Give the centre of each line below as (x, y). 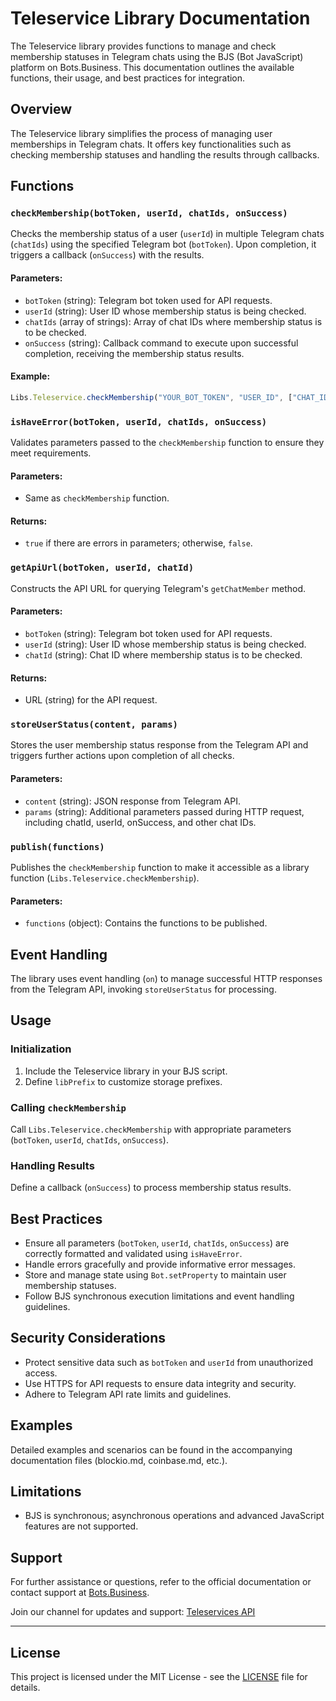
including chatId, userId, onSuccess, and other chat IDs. (140, 822)
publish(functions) (57, 846)
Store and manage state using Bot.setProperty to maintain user (155, 1275)
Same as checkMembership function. (97, 498)
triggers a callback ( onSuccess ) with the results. (107, 255)
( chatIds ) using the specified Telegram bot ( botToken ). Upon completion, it (163, 244)
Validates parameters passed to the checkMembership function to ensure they (167, 443)
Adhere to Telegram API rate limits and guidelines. (128, 1394)
